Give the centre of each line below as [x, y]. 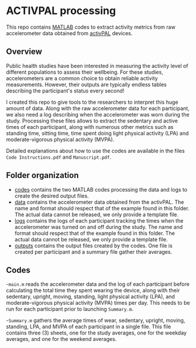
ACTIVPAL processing [61, 11]
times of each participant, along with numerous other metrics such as [90, 127]
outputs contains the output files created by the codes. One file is [93, 245]
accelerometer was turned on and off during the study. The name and [99, 227]
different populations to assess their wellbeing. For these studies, [85, 72]
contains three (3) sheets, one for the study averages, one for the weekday [97, 333]
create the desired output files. [51, 196]
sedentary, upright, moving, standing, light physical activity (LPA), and [91, 296]
